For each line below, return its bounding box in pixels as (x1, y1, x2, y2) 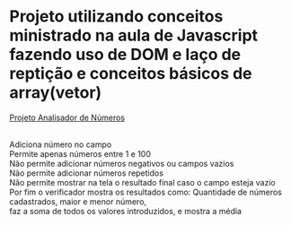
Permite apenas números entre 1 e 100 (9, 148, 151, 159)
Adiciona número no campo (9, 139, 112, 150)
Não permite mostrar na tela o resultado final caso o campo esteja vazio (9, 177, 276, 187)
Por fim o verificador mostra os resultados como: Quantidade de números (9, 186, 283, 197)
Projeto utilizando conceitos (9, 6, 224, 27)
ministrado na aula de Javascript (9, 25, 259, 46)
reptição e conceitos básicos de (9, 64, 253, 84)
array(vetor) (9, 82, 102, 103)
